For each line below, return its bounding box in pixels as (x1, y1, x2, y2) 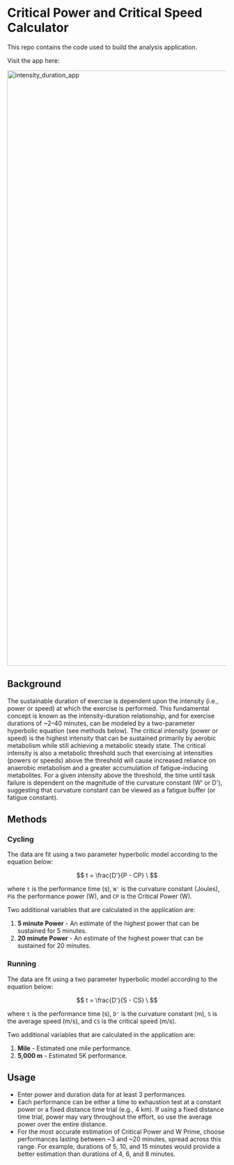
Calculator (7, 20, 69, 36)
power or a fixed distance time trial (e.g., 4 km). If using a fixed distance (17, 1105, 224, 1113)
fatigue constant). (7, 793, 58, 802)
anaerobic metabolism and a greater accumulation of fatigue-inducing (7, 763, 208, 772)
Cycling (7, 834, 34, 844)
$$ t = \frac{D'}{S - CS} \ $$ (76, 996, 158, 1004)
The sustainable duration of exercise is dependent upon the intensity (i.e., (7, 697, 219, 705)
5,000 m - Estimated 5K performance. (17, 1051, 127, 1059)
